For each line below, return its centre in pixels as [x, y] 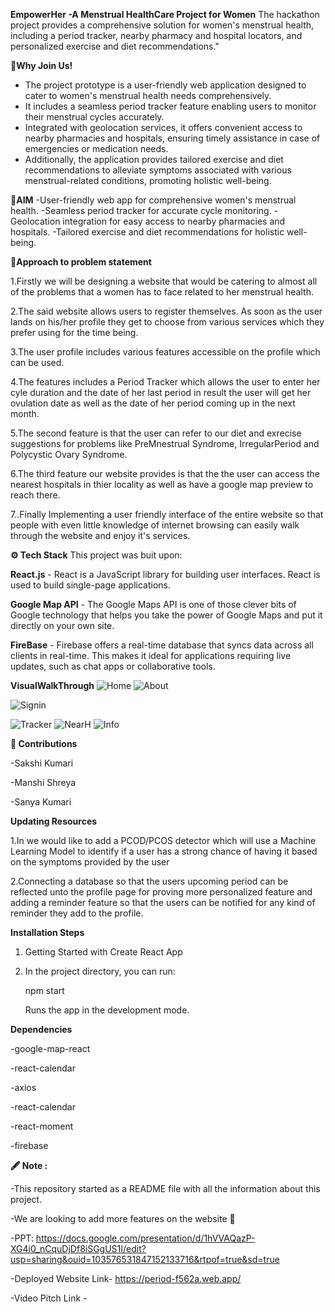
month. [25, 413]
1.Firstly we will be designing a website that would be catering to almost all [164, 281]
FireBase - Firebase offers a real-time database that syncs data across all [162, 645]
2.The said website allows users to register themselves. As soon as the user [166, 311]
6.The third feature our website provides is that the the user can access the [165, 473]
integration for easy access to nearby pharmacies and [174, 221]
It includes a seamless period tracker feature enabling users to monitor [170, 106]
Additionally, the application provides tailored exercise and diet [154, 159]
